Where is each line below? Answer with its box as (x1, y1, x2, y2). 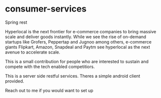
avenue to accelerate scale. (5, 49, 61, 55)
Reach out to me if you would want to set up (5, 87, 93, 93)
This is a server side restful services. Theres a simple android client (5, 73, 141, 79)
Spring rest (5, 19, 28, 25)
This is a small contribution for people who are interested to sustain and (5, 58, 149, 64)
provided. (5, 78, 24, 84)
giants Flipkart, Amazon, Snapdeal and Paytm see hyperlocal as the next (5, 44, 150, 50)
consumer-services (5, 3, 87, 14)
